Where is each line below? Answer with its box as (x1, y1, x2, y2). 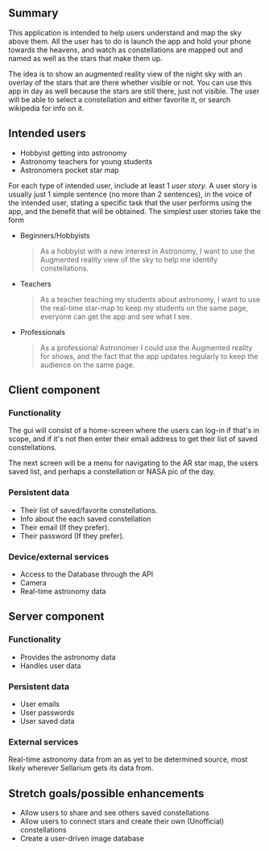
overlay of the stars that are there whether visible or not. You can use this (8, 77, 252, 87)
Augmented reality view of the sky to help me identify (39, 254, 218, 264)
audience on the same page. (39, 360, 135, 370)
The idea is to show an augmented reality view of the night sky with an (8, 68, 243, 79)
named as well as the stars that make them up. (8, 53, 163, 63)
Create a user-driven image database (19, 833, 145, 843)
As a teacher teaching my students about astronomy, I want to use (39, 294, 260, 304)
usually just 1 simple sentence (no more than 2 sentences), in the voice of (8, 189, 252, 199)
